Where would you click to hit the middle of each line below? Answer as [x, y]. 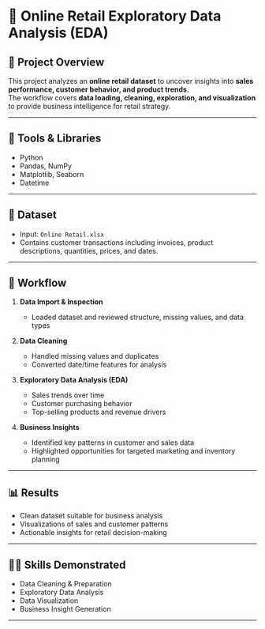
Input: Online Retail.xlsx [62, 234]
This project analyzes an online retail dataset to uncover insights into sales [131, 81]
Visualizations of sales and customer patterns [94, 524]
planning [46, 460]
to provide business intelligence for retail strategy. [90, 106]
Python [31, 157]
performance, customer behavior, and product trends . [99, 89]
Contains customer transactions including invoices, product [116, 242]
